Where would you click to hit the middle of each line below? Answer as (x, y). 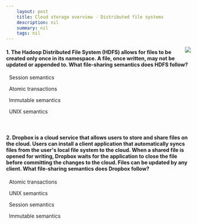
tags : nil (29, 33)
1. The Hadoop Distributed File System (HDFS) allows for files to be (89, 52)
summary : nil (33, 28)
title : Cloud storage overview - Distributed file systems (90, 17)
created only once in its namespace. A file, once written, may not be (91, 58)
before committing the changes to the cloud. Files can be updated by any (97, 162)
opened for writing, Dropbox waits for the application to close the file (92, 156)
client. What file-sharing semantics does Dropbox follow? (78, 168)
